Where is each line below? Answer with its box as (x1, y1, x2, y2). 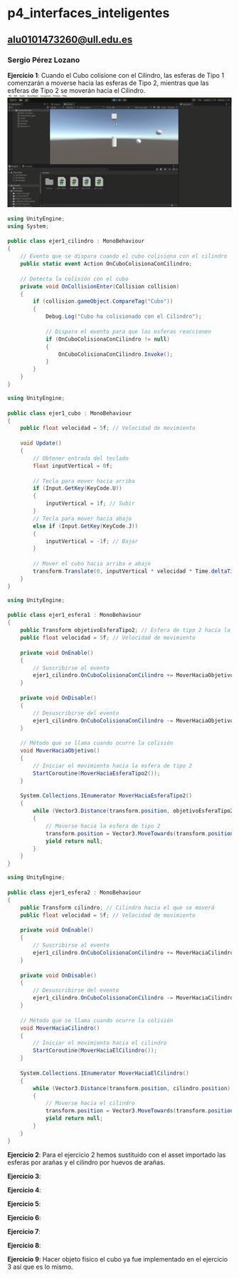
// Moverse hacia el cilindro (45, 1100, 135, 1107)
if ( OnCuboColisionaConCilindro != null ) (45, 336, 171, 343)
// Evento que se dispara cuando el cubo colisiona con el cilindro (20, 253, 228, 260)
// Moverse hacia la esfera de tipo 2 (45, 822, 161, 830)
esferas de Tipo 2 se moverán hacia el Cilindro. (7, 86, 146, 94)
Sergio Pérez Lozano (7, 55, 80, 65)
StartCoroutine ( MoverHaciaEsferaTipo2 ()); (33, 770, 161, 777)
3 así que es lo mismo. (7, 1262, 73, 1271)
